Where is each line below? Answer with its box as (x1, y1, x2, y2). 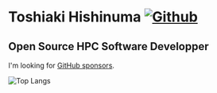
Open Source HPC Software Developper (8, 40, 209, 53)
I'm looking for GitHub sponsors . (8, 60, 115, 70)
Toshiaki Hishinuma (8, 8, 141, 26)
